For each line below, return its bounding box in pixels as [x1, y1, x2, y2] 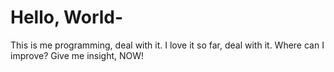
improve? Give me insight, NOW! [10, 49, 145, 61]
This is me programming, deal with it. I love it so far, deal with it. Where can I [10, 39, 325, 51]
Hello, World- [10, 6, 124, 29]
